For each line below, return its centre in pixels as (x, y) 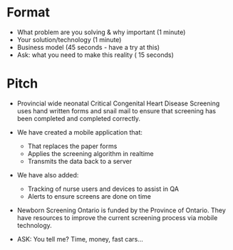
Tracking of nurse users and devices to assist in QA (103, 189)
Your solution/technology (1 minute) (69, 39)
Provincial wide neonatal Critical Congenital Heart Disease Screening (118, 103)
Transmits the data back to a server (80, 161)
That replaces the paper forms (72, 146)
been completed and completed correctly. (78, 118)
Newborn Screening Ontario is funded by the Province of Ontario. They (121, 210)
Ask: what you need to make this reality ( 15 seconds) (95, 55)
